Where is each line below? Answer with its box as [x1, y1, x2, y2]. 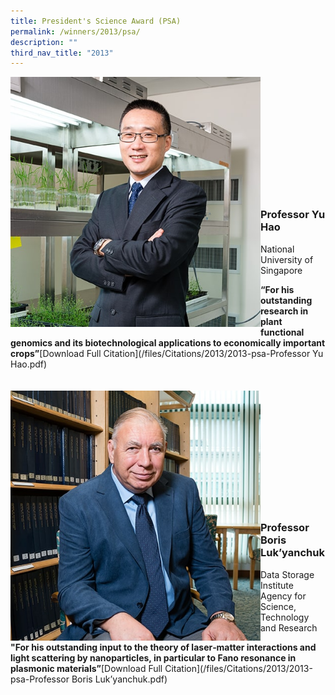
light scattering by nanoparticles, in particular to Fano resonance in [10, 651, 297, 664]
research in [260, 305, 309, 317]
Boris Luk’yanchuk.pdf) [71, 673, 168, 685]
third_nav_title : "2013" [10, 48, 114, 58]
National [260, 243, 295, 255]
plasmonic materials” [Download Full [10, 662, 163, 674]
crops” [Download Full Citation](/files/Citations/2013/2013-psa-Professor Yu [10, 347, 324, 359]
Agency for [260, 590, 307, 602]
